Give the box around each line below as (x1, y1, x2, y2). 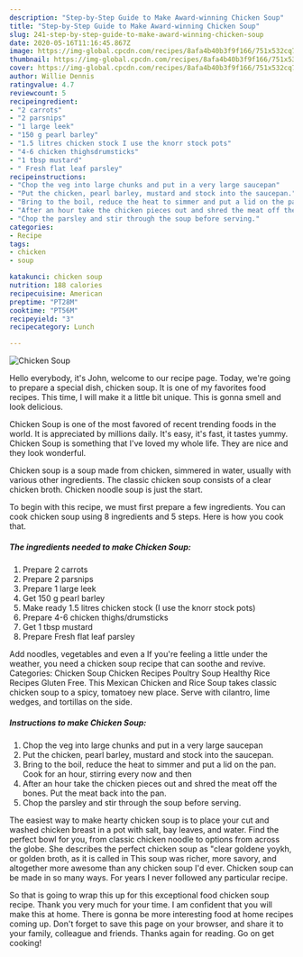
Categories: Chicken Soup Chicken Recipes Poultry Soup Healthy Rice (9, 668, 271, 679)
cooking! (9, 938, 42, 949)
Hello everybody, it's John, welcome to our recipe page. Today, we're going (9, 373, 291, 384)
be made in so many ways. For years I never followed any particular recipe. (9, 872, 289, 883)
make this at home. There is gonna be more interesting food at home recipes (9, 909, 294, 920)
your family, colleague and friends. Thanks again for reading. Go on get (9, 928, 275, 939)
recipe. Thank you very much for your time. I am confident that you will (9, 899, 273, 910)
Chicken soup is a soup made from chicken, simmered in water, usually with (9, 465, 291, 476)
